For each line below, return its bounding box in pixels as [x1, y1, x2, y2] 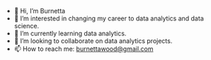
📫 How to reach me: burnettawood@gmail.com [13, 44, 154, 53]
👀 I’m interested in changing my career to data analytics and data [13, 14, 204, 23]
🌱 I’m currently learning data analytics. [13, 29, 127, 37]
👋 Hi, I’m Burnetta [13, 7, 66, 15]
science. [13, 22, 40, 30]
